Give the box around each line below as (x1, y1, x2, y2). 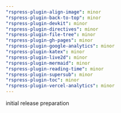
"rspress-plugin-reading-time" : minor (5, 65, 104, 72)
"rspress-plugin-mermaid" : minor (5, 60, 91, 66)
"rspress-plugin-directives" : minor (5, 26, 99, 32)
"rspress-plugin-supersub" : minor (5, 71, 94, 78)
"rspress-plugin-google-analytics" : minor (5, 43, 115, 49)
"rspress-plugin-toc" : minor (5, 77, 80, 83)
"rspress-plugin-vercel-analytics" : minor (5, 83, 115, 89)
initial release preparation (5, 100, 69, 107)
